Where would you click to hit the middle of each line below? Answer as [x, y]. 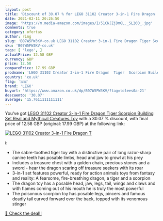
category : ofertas [24, 32]
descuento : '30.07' [25, 95]
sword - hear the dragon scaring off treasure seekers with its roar [78, 168]
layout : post [18, 9]
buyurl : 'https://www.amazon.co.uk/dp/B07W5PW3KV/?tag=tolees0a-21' [76, 91]
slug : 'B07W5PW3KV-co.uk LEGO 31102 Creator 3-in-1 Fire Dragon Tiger [78, 41]
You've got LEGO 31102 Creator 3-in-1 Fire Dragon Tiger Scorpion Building [79, 113]
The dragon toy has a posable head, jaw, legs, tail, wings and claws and [84, 183]
